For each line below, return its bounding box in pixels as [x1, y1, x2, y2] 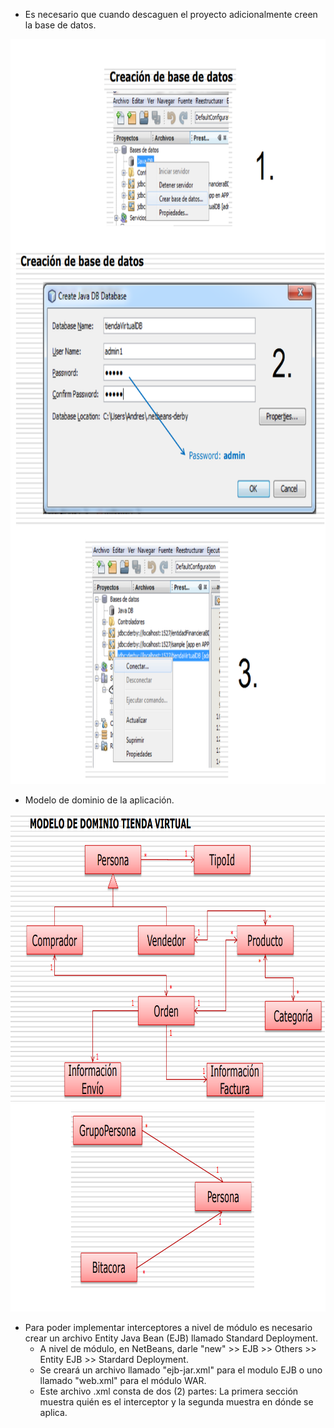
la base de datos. [24, 19, 97, 31]
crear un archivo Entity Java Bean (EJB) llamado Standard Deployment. [24, 1332, 318, 1344]
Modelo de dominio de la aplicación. [24, 794, 175, 806]
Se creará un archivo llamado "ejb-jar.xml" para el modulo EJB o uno [39, 1364, 323, 1376]
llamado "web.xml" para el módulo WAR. [39, 1375, 207, 1386]
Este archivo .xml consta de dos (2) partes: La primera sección [39, 1385, 299, 1397]
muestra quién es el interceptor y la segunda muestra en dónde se [39, 1396, 314, 1408]
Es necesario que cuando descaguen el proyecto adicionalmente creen [24, 9, 318, 20]
